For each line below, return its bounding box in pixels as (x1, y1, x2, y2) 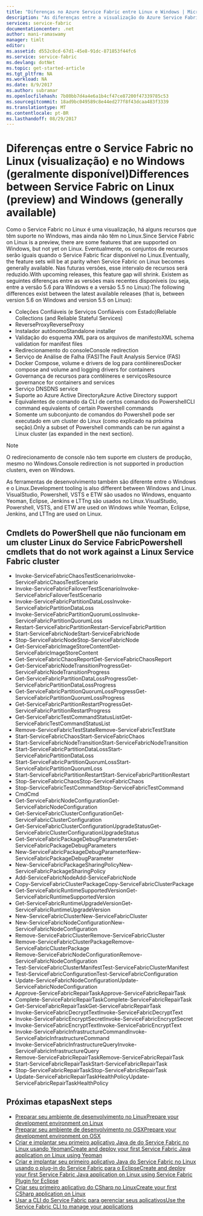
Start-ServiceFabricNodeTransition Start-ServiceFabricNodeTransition (14, 739, 188, 746)
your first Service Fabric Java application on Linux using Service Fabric (14, 1171, 193, 1178)
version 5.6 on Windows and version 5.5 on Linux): (6, 297, 132, 304)
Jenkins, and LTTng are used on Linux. (6, 510, 103, 517)
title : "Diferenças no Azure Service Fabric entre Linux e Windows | (6, 8, 185, 15)
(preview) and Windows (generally (6, 193, 184, 207)
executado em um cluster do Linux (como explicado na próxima (14, 418, 173, 425)
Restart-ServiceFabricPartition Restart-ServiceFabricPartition (14, 624, 166, 630)
